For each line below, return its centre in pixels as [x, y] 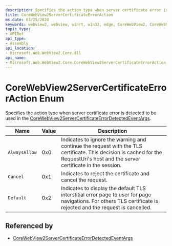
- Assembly [17, 44]
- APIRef [15, 34]
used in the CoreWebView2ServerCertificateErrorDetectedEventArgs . [78, 118]
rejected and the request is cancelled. [106, 208]
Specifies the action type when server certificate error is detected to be [81, 113]
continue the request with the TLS [102, 146]
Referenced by [29, 226]
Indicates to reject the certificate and [105, 174]
